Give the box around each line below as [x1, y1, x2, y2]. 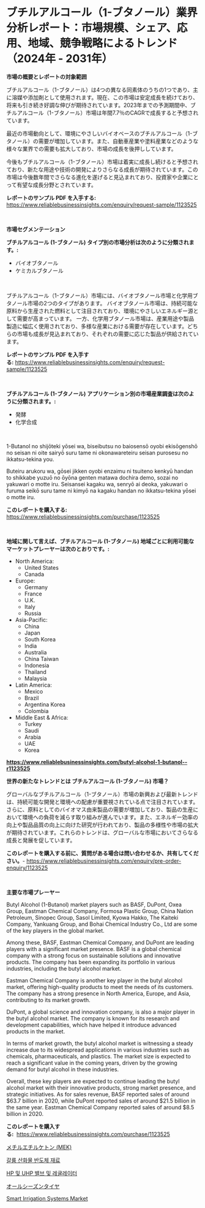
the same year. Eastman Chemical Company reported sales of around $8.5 [6, 1103, 195, 1111]
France [24, 590, 43, 597]
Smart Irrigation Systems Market [6, 1195, 88, 1202]
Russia [24, 610, 42, 617]
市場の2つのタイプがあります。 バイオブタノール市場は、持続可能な [27, 299, 198, 307]
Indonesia [24, 662, 50, 669]
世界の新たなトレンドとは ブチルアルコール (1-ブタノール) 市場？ [6, 777, 170, 785]
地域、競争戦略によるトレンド [28, 36, 178, 50]
